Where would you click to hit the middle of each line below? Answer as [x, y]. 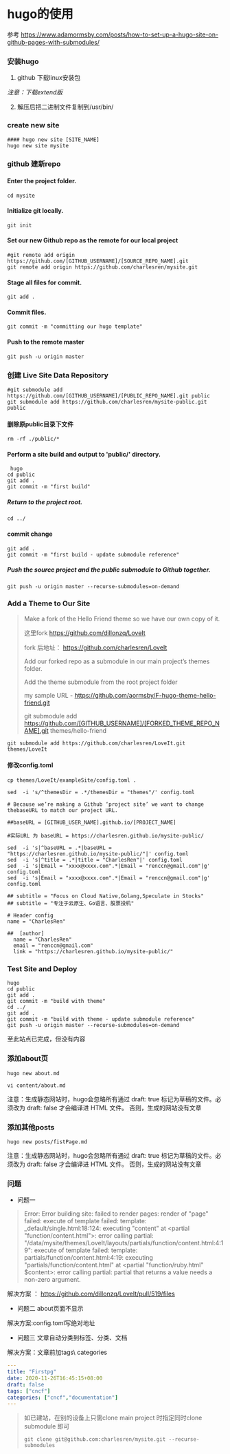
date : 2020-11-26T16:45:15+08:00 [55, 1378]
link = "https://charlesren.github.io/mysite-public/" [93, 952]
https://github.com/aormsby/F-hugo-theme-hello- [145, 695]
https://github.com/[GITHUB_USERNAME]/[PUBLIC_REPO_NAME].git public [109, 396]
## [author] [26, 934]
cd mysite [21, 196]
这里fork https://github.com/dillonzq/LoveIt [84, 633]
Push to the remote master [46, 342]
